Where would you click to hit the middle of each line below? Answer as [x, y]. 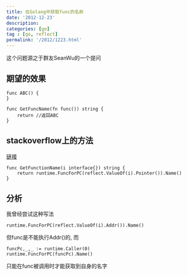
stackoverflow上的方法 [50, 141]
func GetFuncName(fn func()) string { [55, 109]
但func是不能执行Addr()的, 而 [43, 238]
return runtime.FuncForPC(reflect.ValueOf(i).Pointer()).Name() [100, 173]
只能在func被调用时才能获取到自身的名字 [57, 266]
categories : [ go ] [28, 29]
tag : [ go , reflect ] [32, 34]
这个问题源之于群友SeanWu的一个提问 [54, 58]
